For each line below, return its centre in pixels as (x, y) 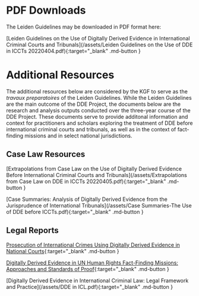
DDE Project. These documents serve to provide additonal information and (97, 116)
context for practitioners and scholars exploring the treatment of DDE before (99, 123)
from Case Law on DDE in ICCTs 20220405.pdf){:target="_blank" (86, 181)
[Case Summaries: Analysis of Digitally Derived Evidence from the (87, 199)
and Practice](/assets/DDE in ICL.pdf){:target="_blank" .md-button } (90, 286)
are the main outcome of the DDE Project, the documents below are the (94, 104)
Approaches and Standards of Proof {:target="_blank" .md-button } (88, 269)
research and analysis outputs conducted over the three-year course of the (99, 110)
